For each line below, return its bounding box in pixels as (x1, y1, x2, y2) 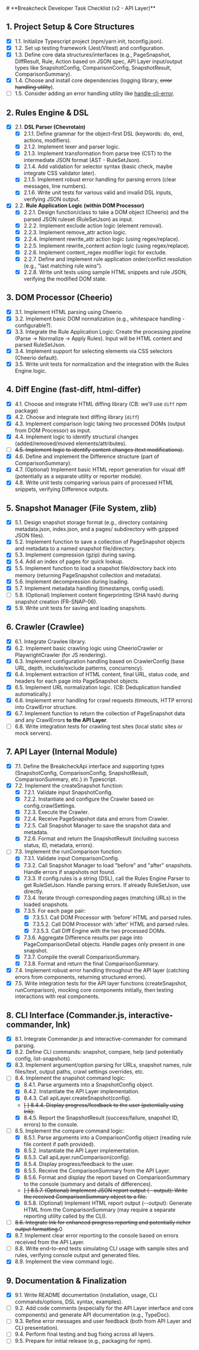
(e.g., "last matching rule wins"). (23, 262, 103, 269)
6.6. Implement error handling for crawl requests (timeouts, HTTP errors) (14, 696, 193, 704)
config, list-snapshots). (14, 1055, 72, 1062)
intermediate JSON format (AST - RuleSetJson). (23, 157, 141, 164)
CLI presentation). (14, 1324, 59, 1332)
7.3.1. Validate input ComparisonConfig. (23, 855, 120, 862)
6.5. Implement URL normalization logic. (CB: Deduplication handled (14, 683, 181, 690)
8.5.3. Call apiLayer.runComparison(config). (23, 1153, 131, 1161)
